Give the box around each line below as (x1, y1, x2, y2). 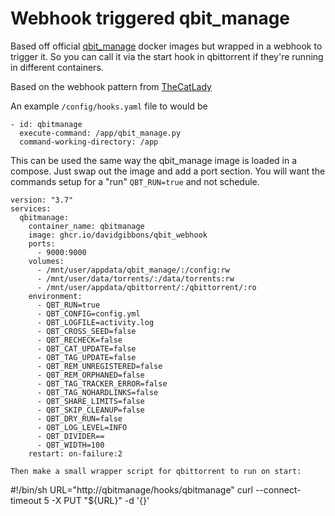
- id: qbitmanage (10, 119, 83, 129)
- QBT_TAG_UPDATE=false (36, 352, 137, 362)
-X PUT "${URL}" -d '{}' (51, 494, 150, 506)
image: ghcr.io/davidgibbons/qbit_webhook (28, 230, 208, 240)
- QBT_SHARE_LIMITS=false (36, 396, 145, 406)
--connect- (254, 483, 302, 496)
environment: (28, 291, 83, 301)
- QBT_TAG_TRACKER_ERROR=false (36, 378, 168, 389)
